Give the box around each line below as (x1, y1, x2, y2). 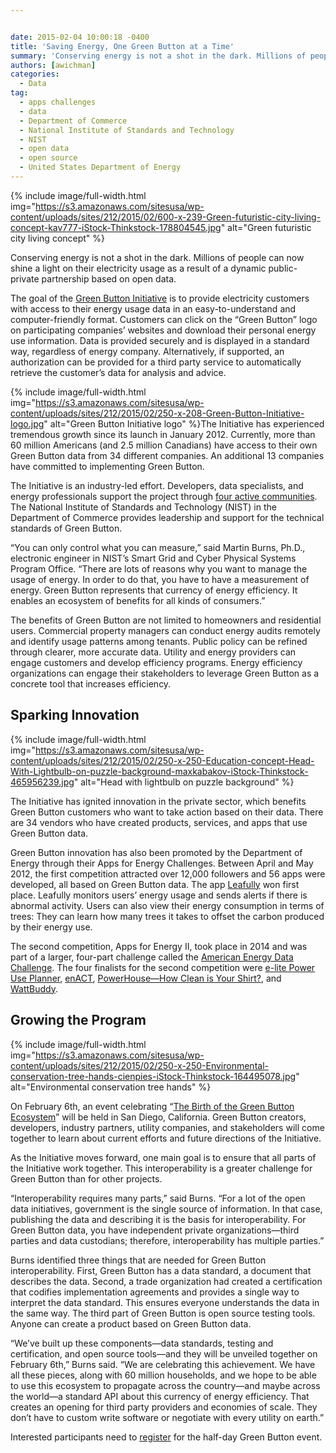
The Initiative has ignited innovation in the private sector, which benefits (10, 795, 307, 807)
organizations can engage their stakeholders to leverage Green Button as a (10, 667, 320, 679)
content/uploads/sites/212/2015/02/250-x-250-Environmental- (10, 1059, 269, 1071)
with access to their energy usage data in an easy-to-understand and (10, 302, 297, 315)
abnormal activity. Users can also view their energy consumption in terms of (10, 899, 325, 911)
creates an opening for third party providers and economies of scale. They (10, 1401, 318, 1413)
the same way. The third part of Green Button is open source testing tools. (10, 1307, 316, 1319)
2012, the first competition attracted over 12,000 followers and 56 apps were (10, 867, 326, 880)
